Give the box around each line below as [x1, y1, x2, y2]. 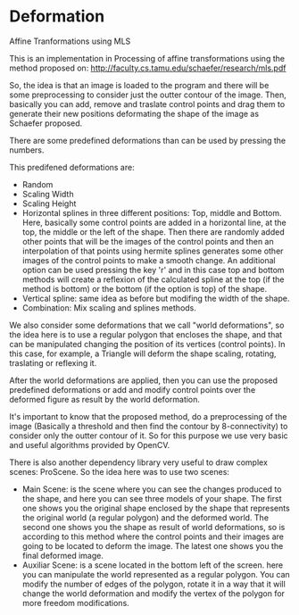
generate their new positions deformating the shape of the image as [9, 108, 260, 119]
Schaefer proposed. [9, 118, 83, 129]
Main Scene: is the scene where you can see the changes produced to [21, 484, 282, 494]
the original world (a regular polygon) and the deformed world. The [21, 511, 270, 523]
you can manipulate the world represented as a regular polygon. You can [21, 569, 290, 579]
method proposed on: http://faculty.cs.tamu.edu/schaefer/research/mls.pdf [9, 62, 287, 73]
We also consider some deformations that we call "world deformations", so [9, 320, 285, 330]
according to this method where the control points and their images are [21, 531, 284, 542]
